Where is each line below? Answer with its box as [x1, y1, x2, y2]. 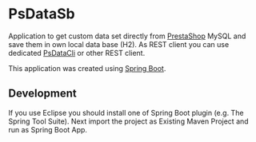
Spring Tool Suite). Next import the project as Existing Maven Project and [8, 116, 250, 126]
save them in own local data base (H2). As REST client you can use [8, 39, 230, 49]
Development [8, 87, 78, 101]
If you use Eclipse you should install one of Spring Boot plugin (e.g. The [8, 108, 244, 117]
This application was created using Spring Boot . [8, 63, 166, 73]
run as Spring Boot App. [8, 124, 88, 134]
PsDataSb [8, 5, 75, 23]
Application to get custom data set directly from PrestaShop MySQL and [8, 31, 246, 41]
